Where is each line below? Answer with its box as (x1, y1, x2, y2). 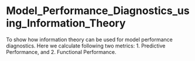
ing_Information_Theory (6, 16, 126, 30)
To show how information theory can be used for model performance (6, 36, 173, 43)
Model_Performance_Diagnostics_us (6, 4, 190, 18)
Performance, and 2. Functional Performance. (6, 48, 117, 55)
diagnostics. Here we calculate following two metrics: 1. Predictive (6, 42, 166, 49)
